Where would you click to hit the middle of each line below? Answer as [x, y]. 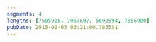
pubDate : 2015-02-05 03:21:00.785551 [62, 27]
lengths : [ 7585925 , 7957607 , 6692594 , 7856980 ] [78, 21]
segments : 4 [24, 14]
